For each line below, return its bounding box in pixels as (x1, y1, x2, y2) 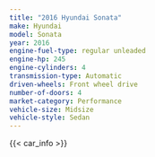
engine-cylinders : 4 (9, 64, 87, 73)
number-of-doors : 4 (9, 88, 82, 97)
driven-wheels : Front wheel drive (9, 80, 139, 89)
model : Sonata (9, 30, 63, 39)
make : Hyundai (9, 22, 63, 31)
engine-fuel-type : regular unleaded (9, 47, 146, 56)
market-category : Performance (9, 96, 123, 106)
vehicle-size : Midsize (9, 105, 94, 114)
